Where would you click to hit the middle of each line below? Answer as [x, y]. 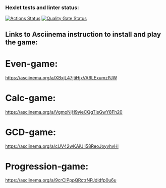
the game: [21, 42]
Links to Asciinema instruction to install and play [83, 34]
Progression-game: [47, 166]
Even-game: [32, 64]
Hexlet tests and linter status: [42, 8]
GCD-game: [31, 132]
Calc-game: [31, 98]
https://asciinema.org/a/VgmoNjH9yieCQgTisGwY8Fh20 [64, 112]
